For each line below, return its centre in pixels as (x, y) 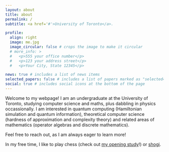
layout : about (20, 10)
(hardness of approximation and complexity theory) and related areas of (80, 119)
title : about (19, 15)
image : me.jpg (24, 42)
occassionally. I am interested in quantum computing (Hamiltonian (74, 109)
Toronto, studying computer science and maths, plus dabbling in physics (80, 103)
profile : (14, 33)
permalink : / (19, 19)
